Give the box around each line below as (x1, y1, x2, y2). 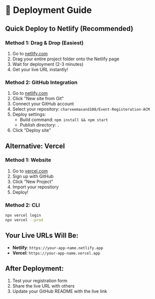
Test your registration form (12, 278, 68, 284)
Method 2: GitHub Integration (5, 79, 78, 86)
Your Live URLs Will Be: (5, 231, 79, 240)
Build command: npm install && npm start (19, 117, 108, 123)
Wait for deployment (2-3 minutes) (12, 61, 84, 67)
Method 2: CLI (5, 201, 40, 208)
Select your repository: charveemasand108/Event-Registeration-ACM (12, 106, 150, 112)
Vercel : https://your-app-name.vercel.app (12, 250, 101, 256)
